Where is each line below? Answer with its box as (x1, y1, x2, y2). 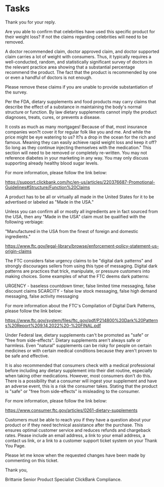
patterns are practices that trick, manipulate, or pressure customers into (5, 268, 150, 274)
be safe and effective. (5, 353, 49, 359)
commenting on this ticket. (5, 457, 59, 463)
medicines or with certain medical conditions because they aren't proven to (5, 348, 158, 353)
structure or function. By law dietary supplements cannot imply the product (5, 109, 157, 115)
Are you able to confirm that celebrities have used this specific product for (5, 28, 155, 34)
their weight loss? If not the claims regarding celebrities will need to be (5, 34, 148, 40)
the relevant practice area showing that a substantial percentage (5, 64, 136, 70)
